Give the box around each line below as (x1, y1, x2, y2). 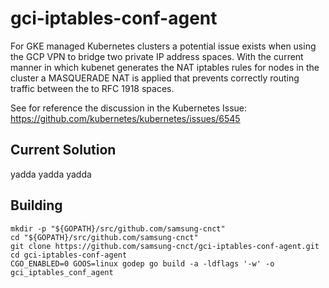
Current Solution (10, 142, 117, 159)
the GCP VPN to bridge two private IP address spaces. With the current (10, 50, 304, 62)
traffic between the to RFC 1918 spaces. (10, 82, 175, 94)
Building (10, 197, 63, 214)
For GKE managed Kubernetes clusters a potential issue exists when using (10, 40, 317, 52)
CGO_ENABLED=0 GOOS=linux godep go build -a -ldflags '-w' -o (10, 258, 275, 269)
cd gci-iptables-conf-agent (10, 250, 128, 260)
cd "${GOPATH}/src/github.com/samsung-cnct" (10, 232, 199, 242)
